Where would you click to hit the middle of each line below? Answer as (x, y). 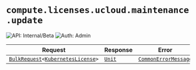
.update (24, 21)
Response (118, 50)
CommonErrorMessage (165, 59)
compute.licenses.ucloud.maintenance (98, 10)
